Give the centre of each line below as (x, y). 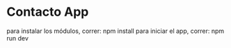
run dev (18, 38)
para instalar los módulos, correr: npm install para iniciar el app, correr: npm (115, 31)
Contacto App (48, 12)
